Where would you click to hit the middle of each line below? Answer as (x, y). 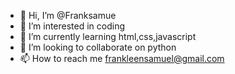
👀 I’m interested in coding (72, 26)
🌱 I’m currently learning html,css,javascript (108, 36)
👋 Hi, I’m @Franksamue (68, 15)
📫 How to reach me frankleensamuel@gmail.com (122, 58)
